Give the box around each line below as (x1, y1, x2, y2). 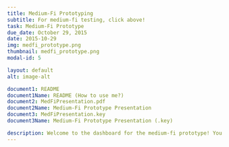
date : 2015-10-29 (7, 36, 57, 42)
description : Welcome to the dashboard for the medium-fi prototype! (7, 129, 210, 137)
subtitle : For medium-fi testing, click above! (7, 16, 146, 23)
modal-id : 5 (7, 55, 41, 62)
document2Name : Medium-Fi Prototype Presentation (7, 105, 152, 111)
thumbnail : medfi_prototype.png (7, 49, 99, 55)
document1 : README (7, 85, 60, 92)
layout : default (7, 66, 53, 74)
